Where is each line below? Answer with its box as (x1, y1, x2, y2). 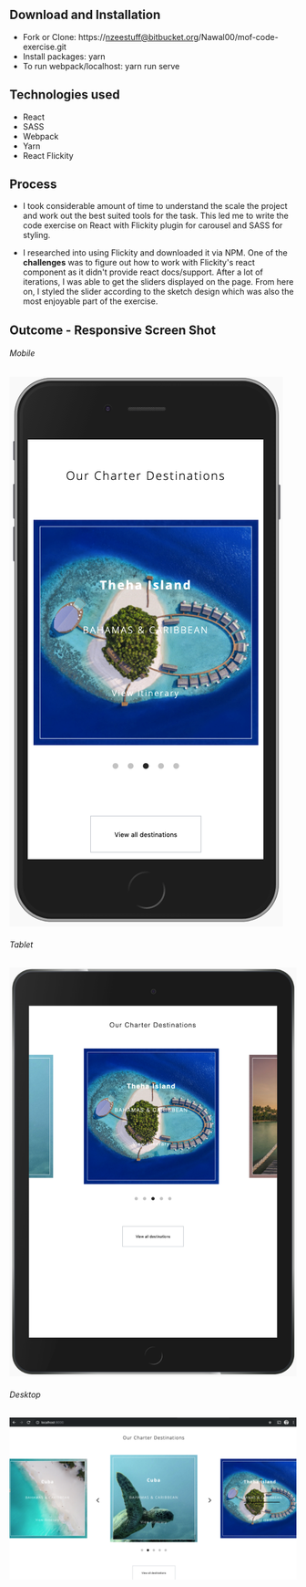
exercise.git (22, 41, 66, 52)
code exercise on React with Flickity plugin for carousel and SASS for (22, 220, 283, 231)
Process (9, 177, 57, 193)
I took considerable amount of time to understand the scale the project (22, 201, 289, 212)
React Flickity (22, 150, 75, 161)
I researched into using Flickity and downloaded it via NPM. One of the (22, 247, 289, 258)
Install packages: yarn (22, 50, 107, 62)
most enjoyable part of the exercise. (22, 296, 158, 307)
